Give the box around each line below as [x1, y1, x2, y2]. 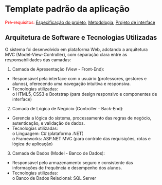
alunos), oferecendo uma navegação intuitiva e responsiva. [12, 81, 131, 86]
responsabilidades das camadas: [5, 57, 72, 63]
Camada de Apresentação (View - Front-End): [12, 66, 105, 72]
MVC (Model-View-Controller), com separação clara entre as [5, 51, 127, 57]
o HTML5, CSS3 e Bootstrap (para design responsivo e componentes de [12, 91, 157, 97]
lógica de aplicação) [12, 141, 53, 147]
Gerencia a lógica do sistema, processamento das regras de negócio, [12, 115, 152, 121]
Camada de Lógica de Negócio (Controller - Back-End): [12, 105, 124, 111]
